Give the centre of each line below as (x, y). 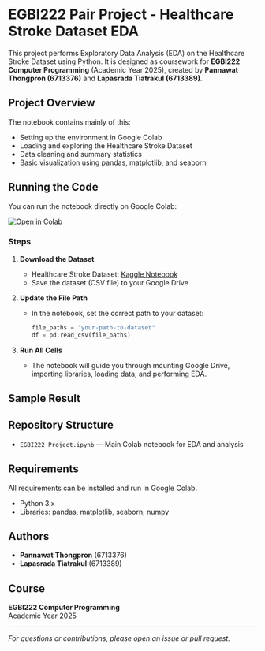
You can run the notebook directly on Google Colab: (93, 206)
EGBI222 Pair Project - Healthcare (121, 15)
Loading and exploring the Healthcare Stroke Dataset (106, 145)
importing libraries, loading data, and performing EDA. (119, 374)
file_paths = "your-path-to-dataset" (93, 327)
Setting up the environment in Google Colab (91, 137)
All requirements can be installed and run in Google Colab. (103, 488)
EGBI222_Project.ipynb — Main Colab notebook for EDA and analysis (131, 444)
